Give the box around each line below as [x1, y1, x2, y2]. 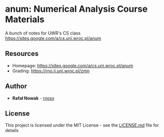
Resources [5, 50, 39, 58]
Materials [5, 14, 45, 25]
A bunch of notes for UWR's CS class [5, 30, 81, 36]
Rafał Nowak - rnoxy [12, 95, 55, 101]
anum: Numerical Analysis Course [5, 3, 148, 15]
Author [5, 82, 27, 90]
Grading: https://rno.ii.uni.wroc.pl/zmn [12, 68, 90, 74]
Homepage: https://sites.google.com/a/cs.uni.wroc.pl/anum [12, 62, 134, 68]
